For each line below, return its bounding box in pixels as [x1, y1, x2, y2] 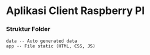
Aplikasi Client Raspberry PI [6, 4, 145, 18]
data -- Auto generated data [6, 38, 77, 44]
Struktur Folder [6, 25, 51, 33]
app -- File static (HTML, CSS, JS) [6, 43, 96, 49]
